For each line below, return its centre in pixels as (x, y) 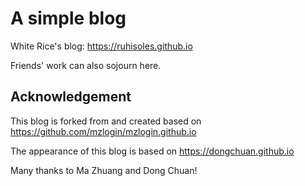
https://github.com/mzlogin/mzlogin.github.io (103, 131)
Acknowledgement (71, 97)
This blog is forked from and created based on (106, 121)
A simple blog (68, 18)
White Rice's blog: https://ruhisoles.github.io (101, 46)
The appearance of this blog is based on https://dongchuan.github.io (152, 151)
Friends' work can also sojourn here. (86, 65)
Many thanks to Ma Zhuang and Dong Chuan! (104, 170)
